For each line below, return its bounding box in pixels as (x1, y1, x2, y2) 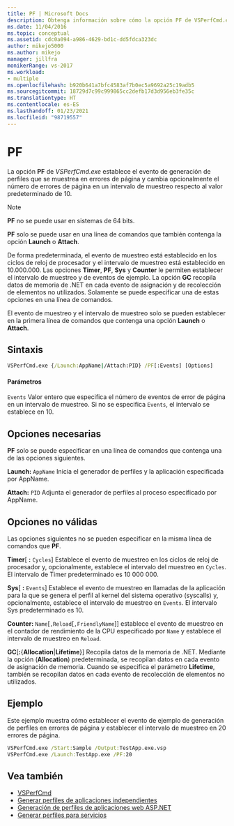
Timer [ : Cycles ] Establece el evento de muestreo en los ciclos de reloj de (7, 555, 219, 564)
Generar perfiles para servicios (17, 811, 107, 820)
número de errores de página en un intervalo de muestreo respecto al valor (7, 182, 223, 190)
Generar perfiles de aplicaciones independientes (17, 796, 158, 804)
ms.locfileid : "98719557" (7, 114, 82, 121)
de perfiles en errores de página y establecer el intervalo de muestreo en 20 (7, 723, 226, 732)
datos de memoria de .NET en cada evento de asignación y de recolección (7, 280, 221, 289)
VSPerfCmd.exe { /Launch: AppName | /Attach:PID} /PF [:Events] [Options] (7, 362, 214, 370)
